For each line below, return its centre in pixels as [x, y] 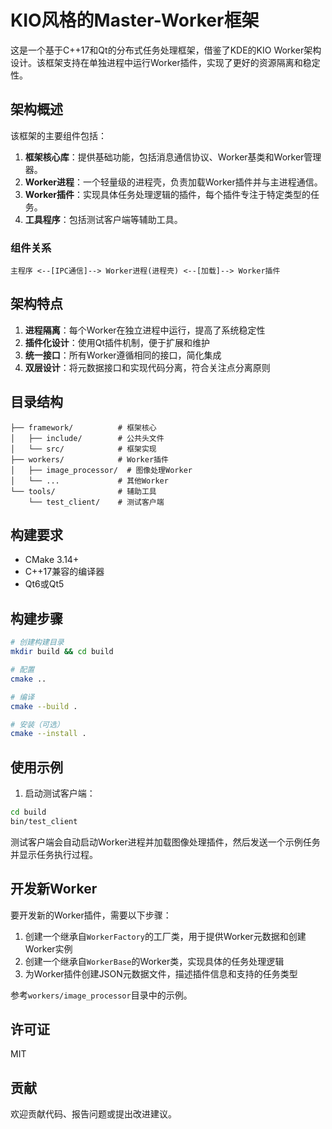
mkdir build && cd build [62, 652]
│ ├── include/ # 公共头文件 [87, 438]
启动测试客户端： [60, 793]
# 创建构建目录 [37, 642]
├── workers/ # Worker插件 [89, 459]
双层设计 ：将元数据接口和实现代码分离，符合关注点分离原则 [147, 367]
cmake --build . [44, 706]
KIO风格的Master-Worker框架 [135, 20]
